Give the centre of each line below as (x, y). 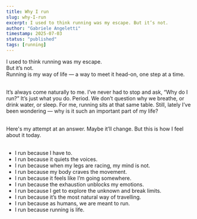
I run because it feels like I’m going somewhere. (73, 178)
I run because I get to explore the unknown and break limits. (88, 191)
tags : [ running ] (26, 45)
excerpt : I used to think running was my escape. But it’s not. (87, 23)
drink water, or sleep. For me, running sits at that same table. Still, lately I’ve (99, 104)
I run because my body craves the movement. (71, 172)
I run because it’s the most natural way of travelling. (78, 197)
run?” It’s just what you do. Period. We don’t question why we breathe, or (95, 98)
